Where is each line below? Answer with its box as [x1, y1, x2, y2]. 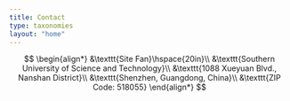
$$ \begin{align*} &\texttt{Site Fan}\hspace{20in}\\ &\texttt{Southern [23, 54, 276, 65]
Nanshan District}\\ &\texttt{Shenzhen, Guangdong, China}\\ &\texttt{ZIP [17, 73, 282, 83]
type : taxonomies [9, 21, 74, 30]
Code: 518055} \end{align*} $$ [93, 82, 206, 93]
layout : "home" [9, 29, 66, 38]
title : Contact [9, 12, 66, 22]
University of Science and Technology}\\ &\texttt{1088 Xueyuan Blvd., [21, 63, 278, 74]
